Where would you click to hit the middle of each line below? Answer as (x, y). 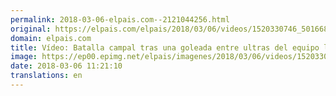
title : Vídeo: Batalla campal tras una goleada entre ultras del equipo (165, 47)
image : (24, 57)
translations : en (46, 76)
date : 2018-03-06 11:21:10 (66, 66)
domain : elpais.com (51, 38)
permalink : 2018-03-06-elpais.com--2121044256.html (120, 19)
